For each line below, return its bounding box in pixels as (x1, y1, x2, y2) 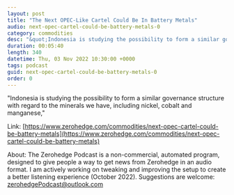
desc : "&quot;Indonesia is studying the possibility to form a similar (7, 36, 219, 43)
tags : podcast (7, 62, 49, 69)
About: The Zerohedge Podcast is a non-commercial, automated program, (7, 150, 220, 159)
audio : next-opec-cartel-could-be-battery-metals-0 (7, 23, 160, 30)
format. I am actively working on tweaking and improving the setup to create (7, 165, 226, 174)
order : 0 (7, 75, 33, 82)
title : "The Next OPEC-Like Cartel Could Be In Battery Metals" (7, 17, 198, 24)
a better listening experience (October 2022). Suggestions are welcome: (7, 173, 215, 181)
